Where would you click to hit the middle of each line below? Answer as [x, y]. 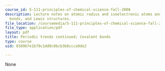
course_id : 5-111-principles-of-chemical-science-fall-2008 [68, 10]
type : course [18, 42]
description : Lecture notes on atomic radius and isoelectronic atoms [79, 14]
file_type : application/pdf [34, 28]
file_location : [21, 23]
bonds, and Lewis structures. [40, 19]
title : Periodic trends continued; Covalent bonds [58, 37]
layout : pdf [17, 32]
